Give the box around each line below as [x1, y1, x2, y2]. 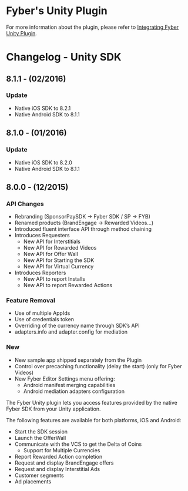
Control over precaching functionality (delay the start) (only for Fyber [14, 362, 182, 369]
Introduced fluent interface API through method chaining [14, 226, 152, 233]
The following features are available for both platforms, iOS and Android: [6, 416, 182, 423]
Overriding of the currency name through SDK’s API [14, 322, 140, 329]
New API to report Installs [23, 275, 85, 283]
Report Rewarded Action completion [14, 453, 103, 460]
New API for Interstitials [23, 238, 80, 245]
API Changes [6, 200, 44, 208]
